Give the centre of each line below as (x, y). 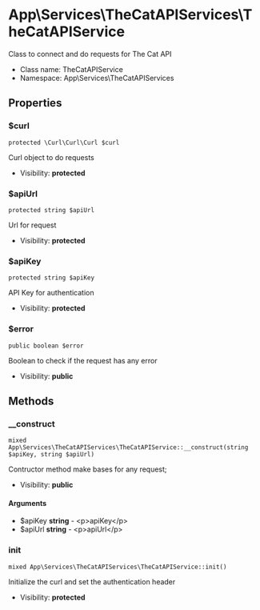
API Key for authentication (51, 293)
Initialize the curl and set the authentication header (92, 581)
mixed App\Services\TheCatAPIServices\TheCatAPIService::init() (118, 567)
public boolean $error (46, 346)
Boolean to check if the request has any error (83, 360)
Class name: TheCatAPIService (72, 69)
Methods (31, 401)
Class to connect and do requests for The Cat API (90, 54)
